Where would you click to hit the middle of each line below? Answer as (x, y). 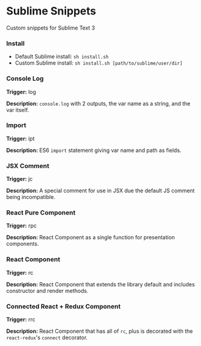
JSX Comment (28, 166)
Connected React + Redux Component (63, 306)
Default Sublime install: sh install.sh (62, 57)
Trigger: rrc (21, 319)
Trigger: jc (20, 179)
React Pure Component (41, 213)
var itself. (18, 110)
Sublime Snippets (51, 11)
